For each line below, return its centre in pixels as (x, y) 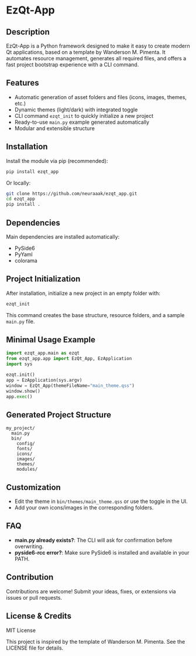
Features (23, 83)
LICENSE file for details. (35, 648)
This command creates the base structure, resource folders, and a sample (95, 315)
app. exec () (19, 396)
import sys (19, 364)
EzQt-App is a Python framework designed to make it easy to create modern (98, 46)
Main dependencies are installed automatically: (63, 237)
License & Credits (39, 616)
